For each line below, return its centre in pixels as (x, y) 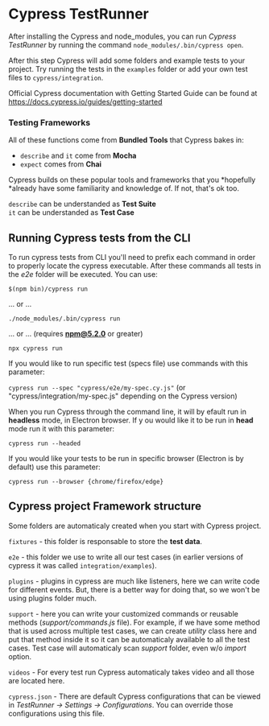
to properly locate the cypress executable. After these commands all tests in (135, 266)
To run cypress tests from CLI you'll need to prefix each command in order (132, 258)
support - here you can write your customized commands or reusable (124, 613)
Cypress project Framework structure (105, 507)
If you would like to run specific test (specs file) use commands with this (128, 364)
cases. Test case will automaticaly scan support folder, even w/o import (128, 648)
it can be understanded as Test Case (71, 212)
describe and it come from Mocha (78, 156)
